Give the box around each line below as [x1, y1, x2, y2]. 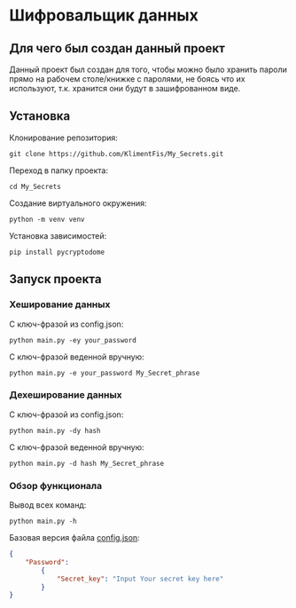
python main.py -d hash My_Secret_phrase [9, 459, 165, 468]
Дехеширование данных [9, 389, 122, 401]
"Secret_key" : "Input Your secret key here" [56, 574, 224, 583]
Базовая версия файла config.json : [9, 533, 140, 543]
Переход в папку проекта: [9, 165, 109, 176]
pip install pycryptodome [9, 248, 105, 257]
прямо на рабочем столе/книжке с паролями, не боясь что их [9, 74, 245, 84]
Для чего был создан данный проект [9, 41, 226, 56]
